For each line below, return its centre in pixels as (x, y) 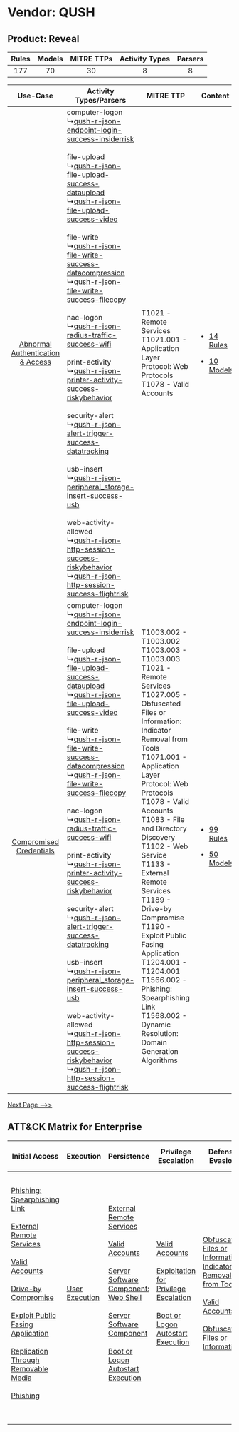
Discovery (158, 837)
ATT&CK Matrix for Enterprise (75, 1127)
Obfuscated (161, 704)
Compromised (35, 842)
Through (25, 1360)
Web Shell (125, 1297)
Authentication (36, 353)
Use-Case (35, 96)
